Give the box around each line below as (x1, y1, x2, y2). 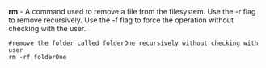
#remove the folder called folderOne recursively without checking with (8, 39, 259, 47)
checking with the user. (8, 24, 87, 33)
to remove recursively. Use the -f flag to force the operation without (8, 15, 234, 25)
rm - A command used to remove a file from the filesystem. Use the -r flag (8, 7, 256, 16)
